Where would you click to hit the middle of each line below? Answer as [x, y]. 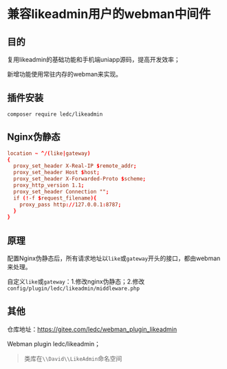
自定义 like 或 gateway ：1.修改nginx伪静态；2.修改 [76, 282]
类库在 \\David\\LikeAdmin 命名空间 [73, 358]
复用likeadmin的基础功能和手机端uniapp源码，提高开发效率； [94, 60]
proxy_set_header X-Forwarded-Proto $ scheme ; [80, 179]
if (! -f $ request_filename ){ [55, 198]
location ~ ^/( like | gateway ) [49, 153]
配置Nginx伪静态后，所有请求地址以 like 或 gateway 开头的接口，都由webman [114, 258]
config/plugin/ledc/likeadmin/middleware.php [73, 289]
